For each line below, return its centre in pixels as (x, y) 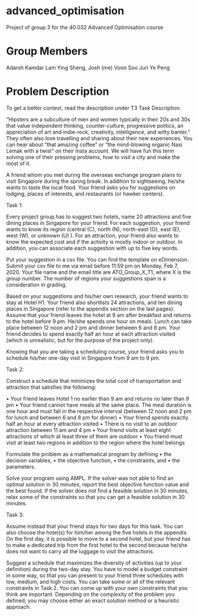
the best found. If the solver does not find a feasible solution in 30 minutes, (98, 491)
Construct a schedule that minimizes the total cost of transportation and (94, 380)
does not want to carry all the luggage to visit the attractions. (80, 551)
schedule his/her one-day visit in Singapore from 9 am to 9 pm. (83, 358)
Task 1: (14, 205)
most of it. (19, 163)
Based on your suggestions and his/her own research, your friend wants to (97, 296)
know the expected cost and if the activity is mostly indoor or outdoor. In (95, 241)
